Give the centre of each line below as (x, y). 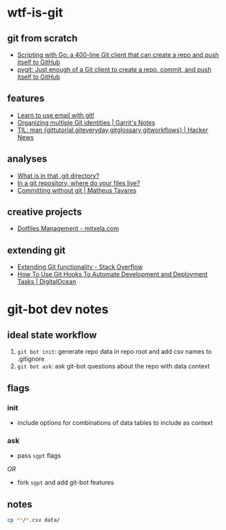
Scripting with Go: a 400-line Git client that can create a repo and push (118, 55)
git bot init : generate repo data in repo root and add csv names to (114, 352)
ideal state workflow (52, 335)
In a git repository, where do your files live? (78, 183)
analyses (27, 159)
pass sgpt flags (39, 456)
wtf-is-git (35, 13)
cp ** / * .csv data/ (34, 520)
